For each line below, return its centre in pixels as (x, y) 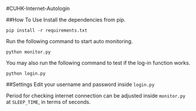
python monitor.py (28, 52)
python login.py (26, 74)
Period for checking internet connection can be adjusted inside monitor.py (96, 96)
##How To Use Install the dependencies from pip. (66, 20)
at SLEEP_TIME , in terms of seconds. (48, 102)
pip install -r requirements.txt (47, 30)
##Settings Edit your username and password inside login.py (80, 84)
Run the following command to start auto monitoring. (70, 41)
